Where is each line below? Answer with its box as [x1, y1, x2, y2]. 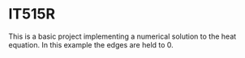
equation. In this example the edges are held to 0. [8, 39, 174, 49]
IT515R [8, 5, 55, 23]
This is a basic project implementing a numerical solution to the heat [8, 31, 237, 41]
